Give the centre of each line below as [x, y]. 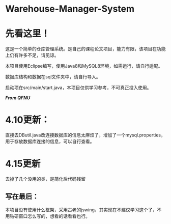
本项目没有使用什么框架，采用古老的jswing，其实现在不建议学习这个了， [81, 210]
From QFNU [18, 98]
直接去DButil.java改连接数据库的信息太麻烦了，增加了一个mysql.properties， [85, 135]
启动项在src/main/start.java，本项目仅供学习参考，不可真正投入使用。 [78, 88]
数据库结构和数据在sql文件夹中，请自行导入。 [53, 77]
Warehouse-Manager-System [70, 9]
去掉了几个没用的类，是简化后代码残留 [45, 179]
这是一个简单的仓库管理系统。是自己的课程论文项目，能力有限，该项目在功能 [85, 49]
